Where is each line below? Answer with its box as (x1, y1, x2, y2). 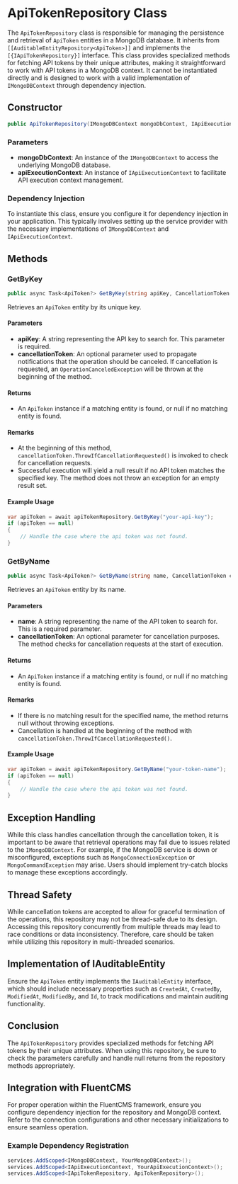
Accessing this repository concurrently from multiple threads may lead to (7, 922, 221, 930)
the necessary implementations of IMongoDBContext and (7, 224, 169, 233)
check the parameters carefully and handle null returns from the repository (7, 1054, 226, 1062)
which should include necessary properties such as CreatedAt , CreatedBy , (7, 984, 222, 993)
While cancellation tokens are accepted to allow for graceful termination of (7, 907, 225, 916)
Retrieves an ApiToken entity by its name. (7, 586, 126, 594)
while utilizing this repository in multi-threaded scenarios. (7, 937, 175, 946)
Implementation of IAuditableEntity (7, 958, 166, 970)
